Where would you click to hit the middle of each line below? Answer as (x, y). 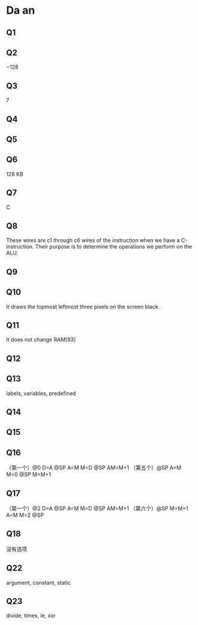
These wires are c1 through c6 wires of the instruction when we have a (93, 240)
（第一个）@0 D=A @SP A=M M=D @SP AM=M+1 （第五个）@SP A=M (94, 468)
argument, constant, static (38, 583)
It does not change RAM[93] (41, 340)
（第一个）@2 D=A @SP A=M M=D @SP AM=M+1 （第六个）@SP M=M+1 (97, 508)
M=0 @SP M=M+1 (29, 474)
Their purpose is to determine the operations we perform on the (114, 247)
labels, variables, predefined (41, 393)
